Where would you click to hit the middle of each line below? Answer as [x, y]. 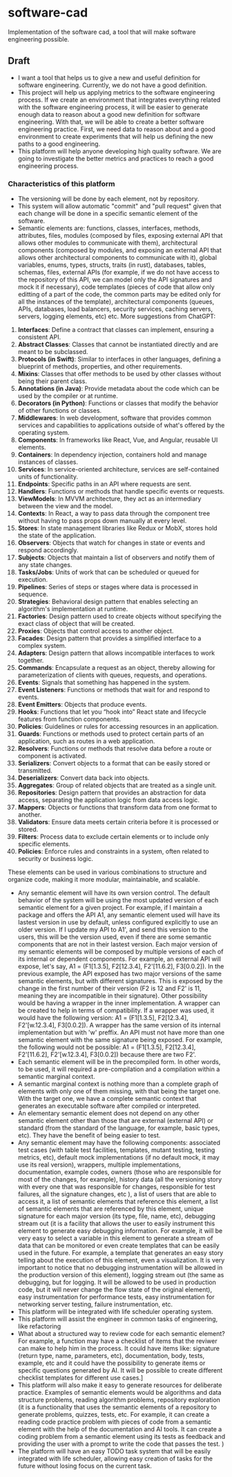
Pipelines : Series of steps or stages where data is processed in [108, 587]
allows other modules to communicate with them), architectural [108, 243]
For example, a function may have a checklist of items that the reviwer [118, 1341]
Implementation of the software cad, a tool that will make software [102, 32]
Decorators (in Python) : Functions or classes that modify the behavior [118, 403]
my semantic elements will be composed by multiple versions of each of [120, 951]
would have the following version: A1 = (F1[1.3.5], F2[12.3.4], [103, 1018]
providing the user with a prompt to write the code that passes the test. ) [121, 1444]
